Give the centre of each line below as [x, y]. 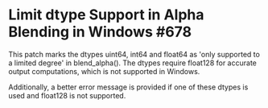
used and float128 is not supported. [67, 95]
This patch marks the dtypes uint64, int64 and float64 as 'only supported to [134, 54]
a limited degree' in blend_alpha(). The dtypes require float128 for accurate [133, 63]
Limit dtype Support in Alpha [106, 15]
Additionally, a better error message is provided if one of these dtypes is [128, 87]
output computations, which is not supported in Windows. [104, 71]
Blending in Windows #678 [100, 32]
